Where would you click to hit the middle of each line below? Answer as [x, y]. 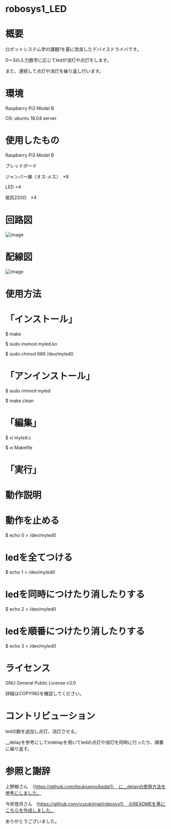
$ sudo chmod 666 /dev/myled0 [39, 354]
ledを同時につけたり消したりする [75, 595]
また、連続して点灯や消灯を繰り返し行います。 [55, 71]
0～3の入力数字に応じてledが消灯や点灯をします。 [59, 60]
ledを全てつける [39, 558]
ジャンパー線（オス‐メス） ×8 [37, 177]
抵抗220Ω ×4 [21, 197]
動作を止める [33, 521]
